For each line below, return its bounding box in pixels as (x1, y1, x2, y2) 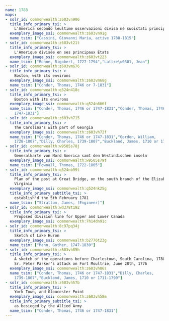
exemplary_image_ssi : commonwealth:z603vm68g (10, 78, 107, 83)
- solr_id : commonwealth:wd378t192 (5, 205, 80, 210)
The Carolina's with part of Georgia (14, 125, 94, 130)
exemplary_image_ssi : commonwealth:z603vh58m (10, 294, 107, 299)
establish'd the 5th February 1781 (14, 195, 89, 200)
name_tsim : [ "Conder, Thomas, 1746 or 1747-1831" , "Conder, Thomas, (10, 106, 154, 111)
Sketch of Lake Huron (14, 233, 59, 238)
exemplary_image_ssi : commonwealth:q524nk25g (10, 186, 107, 191)
